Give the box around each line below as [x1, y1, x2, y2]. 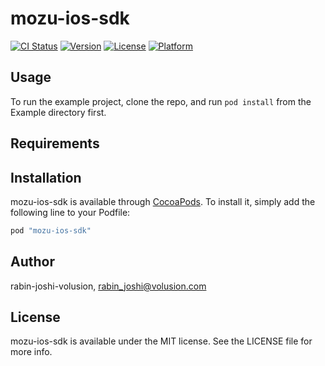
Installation [10, 169, 82, 186]
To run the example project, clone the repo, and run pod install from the [10, 95, 312, 107]
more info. [10, 346, 53, 358]
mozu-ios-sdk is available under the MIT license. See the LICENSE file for [10, 335, 313, 347]
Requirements [10, 135, 100, 152]
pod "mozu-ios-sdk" [10, 225, 92, 236]
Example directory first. [10, 106, 107, 118]
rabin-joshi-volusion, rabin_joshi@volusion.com [10, 280, 207, 292]
